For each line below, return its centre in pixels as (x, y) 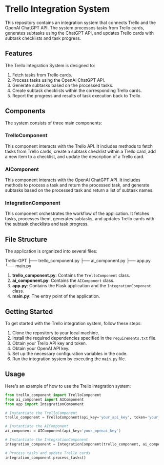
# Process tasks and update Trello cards (48, 453)
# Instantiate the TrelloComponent (41, 413)
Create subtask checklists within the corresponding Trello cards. (77, 90)
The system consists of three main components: (54, 123)
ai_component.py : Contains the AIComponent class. (63, 280)
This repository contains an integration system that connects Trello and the (81, 23)
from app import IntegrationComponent (44, 404)
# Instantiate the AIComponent (37, 426)
